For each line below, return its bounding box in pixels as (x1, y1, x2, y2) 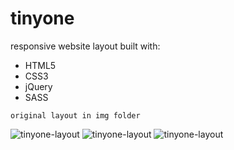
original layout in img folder (10, 110, 141, 121)
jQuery (24, 80, 53, 92)
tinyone (10, 7, 75, 30)
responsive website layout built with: (10, 40, 161, 52)
